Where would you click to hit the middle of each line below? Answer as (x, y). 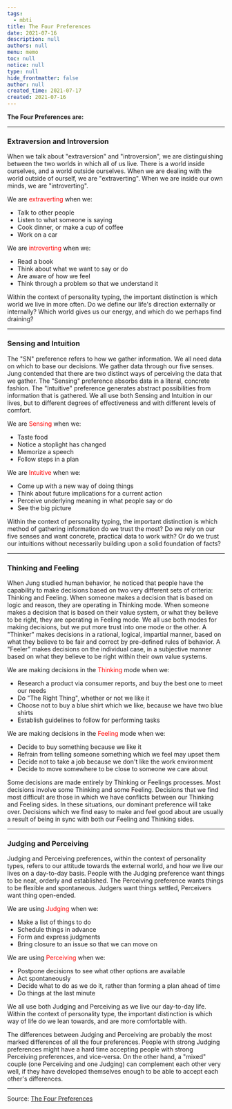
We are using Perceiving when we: (56, 958)
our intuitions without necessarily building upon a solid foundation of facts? (114, 543)
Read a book (35, 262)
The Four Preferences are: (46, 117)
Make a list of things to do (54, 922)
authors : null (28, 46)
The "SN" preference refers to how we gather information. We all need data (115, 359)
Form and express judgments (59, 937)
